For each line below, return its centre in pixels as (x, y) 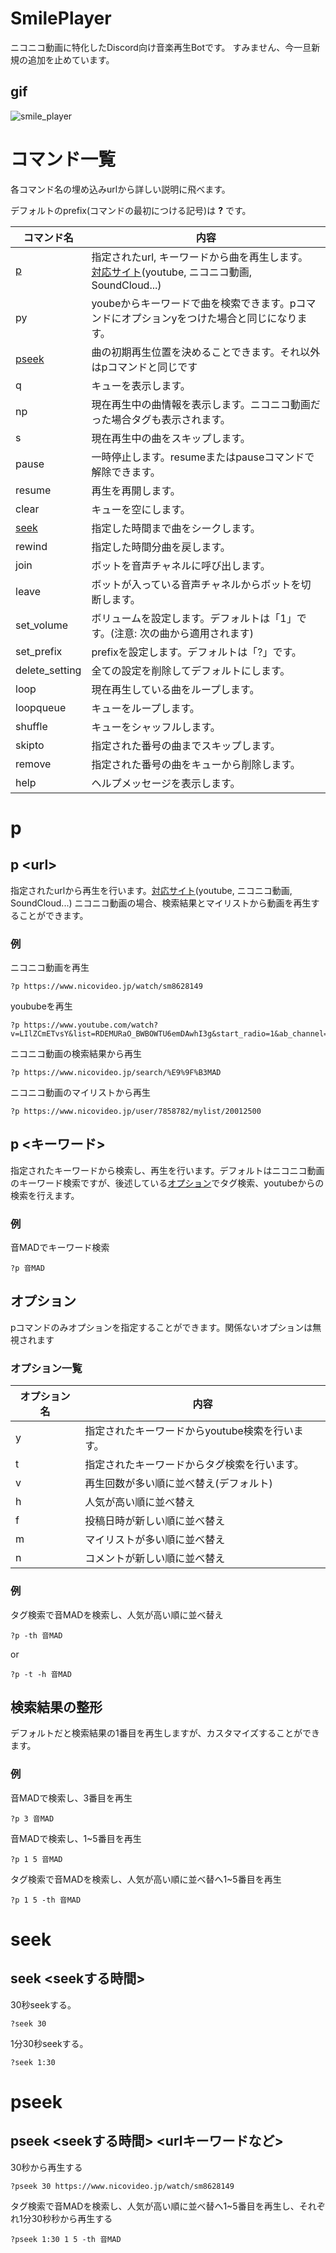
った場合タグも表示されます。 (161, 419)
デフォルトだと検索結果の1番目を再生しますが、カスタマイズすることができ (165, 1733)
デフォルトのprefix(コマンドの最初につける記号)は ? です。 (131, 210)
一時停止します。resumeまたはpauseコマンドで (203, 457)
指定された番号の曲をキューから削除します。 (196, 764)
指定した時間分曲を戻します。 (161, 547)
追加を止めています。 (71, 59)
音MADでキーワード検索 (60, 1248)
